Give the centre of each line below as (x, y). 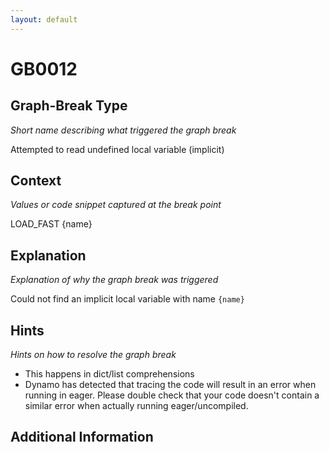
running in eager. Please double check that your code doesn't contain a (172, 395)
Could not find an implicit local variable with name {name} (127, 299)
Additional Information (82, 437)
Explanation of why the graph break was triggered (114, 280)
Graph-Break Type (69, 106)
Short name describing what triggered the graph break (123, 130)
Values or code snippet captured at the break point (116, 205)
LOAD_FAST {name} (51, 224)
